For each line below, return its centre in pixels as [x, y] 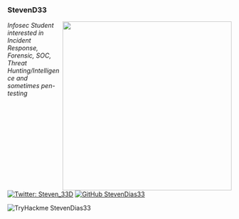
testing [17, 93]
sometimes [23, 86]
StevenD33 [27, 10]
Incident [19, 41]
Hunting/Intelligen [33, 71]
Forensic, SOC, [30, 55]
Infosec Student [31, 26]
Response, [23, 48]
